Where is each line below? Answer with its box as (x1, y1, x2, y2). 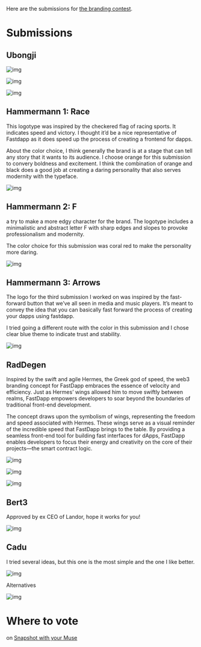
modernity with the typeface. (6, 173, 78, 180)
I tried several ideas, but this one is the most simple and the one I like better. (6, 558, 195, 565)
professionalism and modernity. (6, 230, 85, 238)
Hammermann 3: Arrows (6, 278, 101, 288)
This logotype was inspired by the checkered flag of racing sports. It (6, 123, 176, 130)
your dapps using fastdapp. (6, 313, 75, 320)
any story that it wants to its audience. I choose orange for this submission (6, 153, 191, 161)
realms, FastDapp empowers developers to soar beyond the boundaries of (6, 395, 191, 402)
